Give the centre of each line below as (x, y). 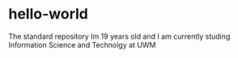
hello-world (49, 14)
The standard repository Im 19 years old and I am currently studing (119, 36)
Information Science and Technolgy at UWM (82, 44)
